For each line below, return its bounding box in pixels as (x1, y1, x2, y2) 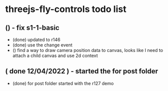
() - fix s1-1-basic (5, 23, 59, 32)
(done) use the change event (12, 42, 73, 48)
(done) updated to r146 (12, 36, 60, 42)
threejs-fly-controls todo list (5, 3, 127, 15)
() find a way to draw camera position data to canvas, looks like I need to (12, 47, 163, 53)
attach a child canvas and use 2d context (12, 52, 98, 58)
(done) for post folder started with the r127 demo (12, 80, 114, 86)
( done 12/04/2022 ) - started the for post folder (5, 67, 158, 75)
